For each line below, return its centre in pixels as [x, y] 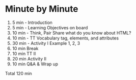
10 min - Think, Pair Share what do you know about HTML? [72, 33]
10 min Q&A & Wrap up [35, 64]
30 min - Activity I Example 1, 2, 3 [46, 43]
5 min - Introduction [32, 22]
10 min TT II [24, 53]
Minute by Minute [42, 9]
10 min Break [25, 48]
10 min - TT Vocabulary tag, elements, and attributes [65, 38]
